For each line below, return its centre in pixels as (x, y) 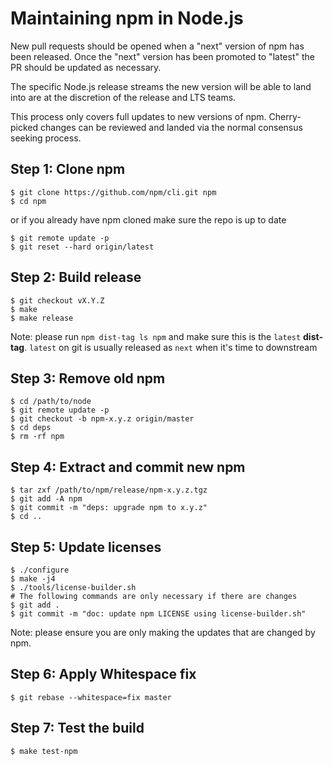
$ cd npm (28, 201)
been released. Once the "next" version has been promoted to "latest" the (162, 56)
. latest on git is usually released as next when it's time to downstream (171, 347)
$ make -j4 (33, 579)
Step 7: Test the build (77, 728)
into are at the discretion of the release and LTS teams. (123, 97)
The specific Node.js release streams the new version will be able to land (161, 86)
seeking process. (46, 138)
